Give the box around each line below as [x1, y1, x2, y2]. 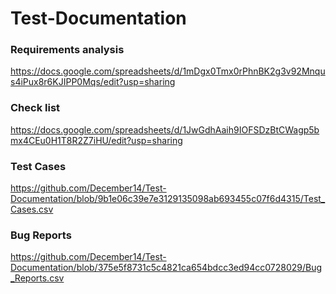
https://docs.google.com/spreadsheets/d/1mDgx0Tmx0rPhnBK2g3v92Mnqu [10, 65, 326, 77]
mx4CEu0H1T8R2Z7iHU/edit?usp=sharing [10, 134, 183, 146]
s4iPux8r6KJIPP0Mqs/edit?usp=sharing [10, 76, 176, 88]
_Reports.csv [10, 272, 65, 284]
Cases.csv [10, 203, 54, 216]
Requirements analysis [10, 43, 125, 57]
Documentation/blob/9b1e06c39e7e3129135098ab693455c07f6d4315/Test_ [10, 193, 326, 205]
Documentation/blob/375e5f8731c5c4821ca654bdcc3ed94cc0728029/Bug [10, 262, 323, 274]
